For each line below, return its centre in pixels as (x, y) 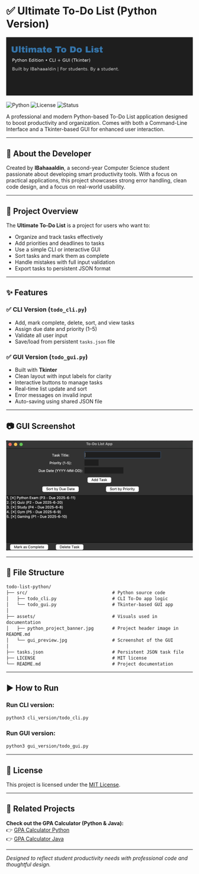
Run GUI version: (31, 733)
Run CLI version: (31, 705)
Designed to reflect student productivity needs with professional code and (97, 858)
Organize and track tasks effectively (59, 237)
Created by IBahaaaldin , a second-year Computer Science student (88, 168)
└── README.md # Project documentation (90, 664)
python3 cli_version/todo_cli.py (47, 718)
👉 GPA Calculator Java (35, 838)
